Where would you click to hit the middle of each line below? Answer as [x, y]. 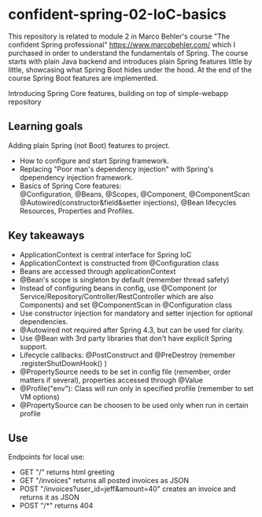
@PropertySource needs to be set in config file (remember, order [125, 371]
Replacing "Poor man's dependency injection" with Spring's [116, 169]
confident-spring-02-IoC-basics [117, 15]
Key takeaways [46, 236]
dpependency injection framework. [76, 177]
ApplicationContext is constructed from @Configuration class [119, 263]
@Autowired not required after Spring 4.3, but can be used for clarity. [132, 330]
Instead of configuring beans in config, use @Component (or [118, 288]
